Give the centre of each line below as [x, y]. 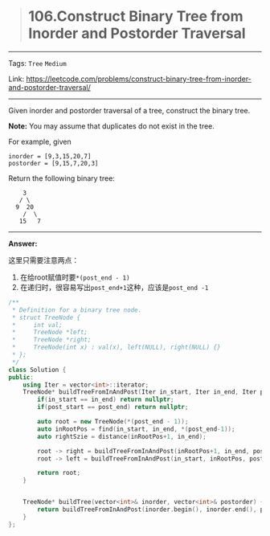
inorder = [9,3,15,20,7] [50, 156]
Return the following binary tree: [61, 178]
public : [21, 377]
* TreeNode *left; [50, 333]
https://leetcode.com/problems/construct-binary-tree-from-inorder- [139, 79]
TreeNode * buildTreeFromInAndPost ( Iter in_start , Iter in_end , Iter [140, 392]
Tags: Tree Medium [37, 63]
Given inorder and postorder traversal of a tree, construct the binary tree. [129, 110]
